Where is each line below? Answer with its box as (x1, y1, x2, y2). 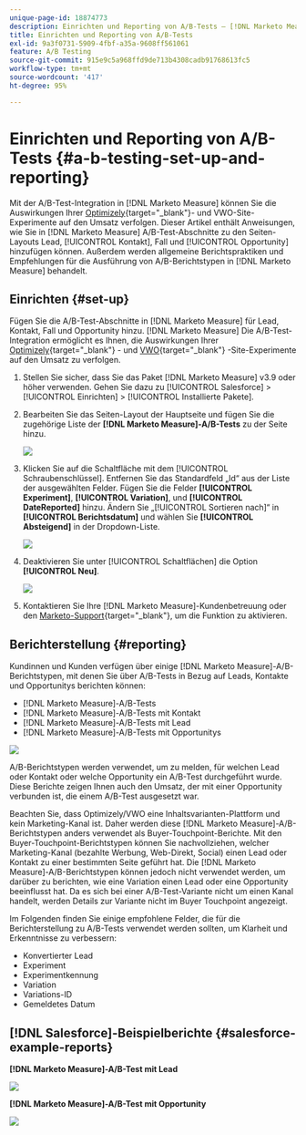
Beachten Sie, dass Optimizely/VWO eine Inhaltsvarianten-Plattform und (9, 809, 280, 820)
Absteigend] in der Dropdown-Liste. (22, 521, 161, 532)
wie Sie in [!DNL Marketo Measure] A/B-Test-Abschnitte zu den (9, 226, 248, 237)
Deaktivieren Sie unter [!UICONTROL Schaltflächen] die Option (22, 556, 258, 567)
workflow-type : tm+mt (9, 65, 92, 74)
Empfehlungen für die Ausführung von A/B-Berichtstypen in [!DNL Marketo (9, 255, 291, 266)
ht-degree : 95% (9, 81, 67, 90)
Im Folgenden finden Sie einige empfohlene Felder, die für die (9, 913, 241, 924)
